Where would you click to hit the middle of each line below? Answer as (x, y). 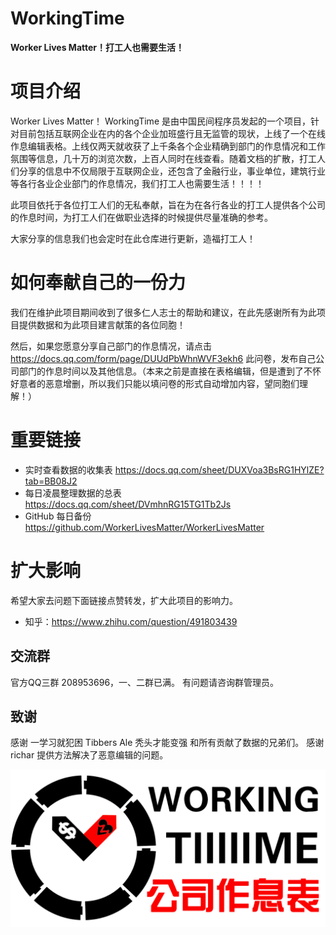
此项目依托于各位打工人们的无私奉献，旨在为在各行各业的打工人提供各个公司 (168, 204)
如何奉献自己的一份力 (98, 283)
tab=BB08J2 (51, 481)
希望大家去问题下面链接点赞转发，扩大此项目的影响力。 (124, 600)
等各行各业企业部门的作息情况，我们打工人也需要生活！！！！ (137, 183)
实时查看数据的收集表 (68, 469)
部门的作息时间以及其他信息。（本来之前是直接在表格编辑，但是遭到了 (161, 371)
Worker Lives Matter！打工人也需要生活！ (97, 47)
